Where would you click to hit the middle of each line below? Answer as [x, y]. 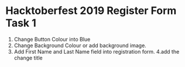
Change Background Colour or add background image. [80, 45]
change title [28, 58]
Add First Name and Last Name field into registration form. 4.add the [97, 51]
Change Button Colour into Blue [52, 39]
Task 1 [21, 23]
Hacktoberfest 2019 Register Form [91, 11]
